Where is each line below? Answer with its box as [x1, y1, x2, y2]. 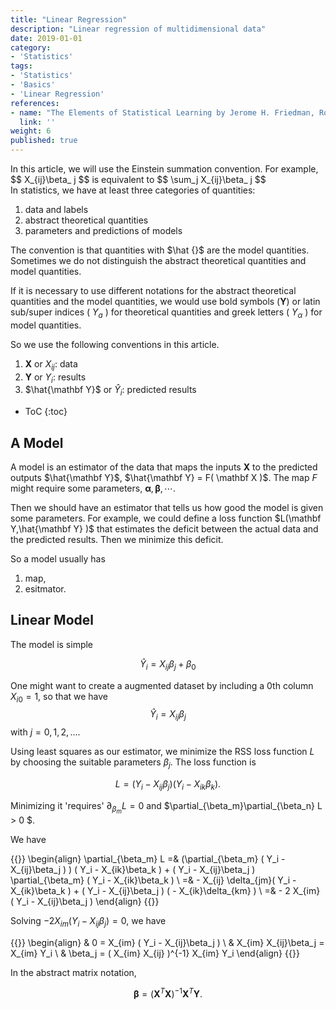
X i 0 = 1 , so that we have [10, 690, 109, 705]
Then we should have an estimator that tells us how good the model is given [10, 502, 324, 513]
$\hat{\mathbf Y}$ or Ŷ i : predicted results [24, 384, 197, 398]
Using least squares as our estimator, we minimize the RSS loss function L [10, 746, 315, 758]
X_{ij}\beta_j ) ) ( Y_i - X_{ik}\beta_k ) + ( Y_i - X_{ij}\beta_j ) [10, 863, 256, 875]
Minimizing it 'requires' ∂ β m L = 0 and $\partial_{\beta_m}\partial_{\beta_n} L [10, 799, 323, 815]
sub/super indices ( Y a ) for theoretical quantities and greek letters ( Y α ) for [10, 306, 323, 320]
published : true [10, 136, 78, 146]
